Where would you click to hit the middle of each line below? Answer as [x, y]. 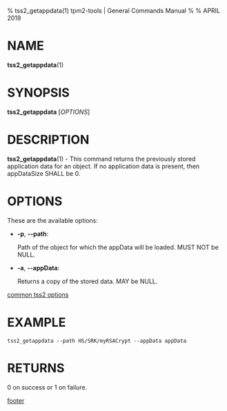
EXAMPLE [37, 322]
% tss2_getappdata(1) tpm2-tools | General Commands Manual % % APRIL [114, 11]
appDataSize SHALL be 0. [44, 173]
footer [16, 401]
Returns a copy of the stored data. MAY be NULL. [87, 281]
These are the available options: [52, 220]
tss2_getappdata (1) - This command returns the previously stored [101, 159]
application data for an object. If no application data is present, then [103, 166]
